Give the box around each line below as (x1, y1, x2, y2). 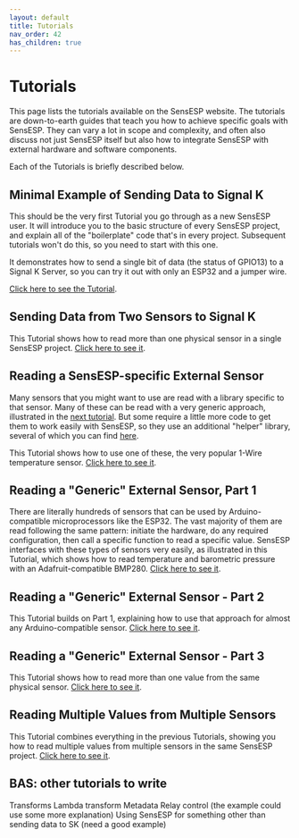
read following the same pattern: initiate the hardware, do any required (9, 525, 269, 536)
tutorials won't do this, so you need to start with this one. (9, 239, 219, 250)
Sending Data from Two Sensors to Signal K (9, 309, 256, 324)
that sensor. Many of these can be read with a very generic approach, (9, 401, 266, 412)
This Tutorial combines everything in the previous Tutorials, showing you (9, 731, 277, 742)
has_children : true (9, 38, 82, 47)
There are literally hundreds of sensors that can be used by (9, 507, 228, 517)
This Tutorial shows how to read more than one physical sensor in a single (9, 332, 282, 344)
